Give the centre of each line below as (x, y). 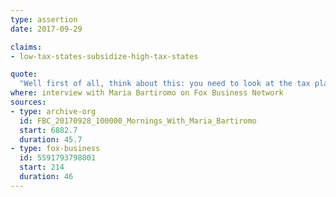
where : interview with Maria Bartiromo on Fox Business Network (147, 93)
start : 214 (42, 167)
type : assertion (44, 19)
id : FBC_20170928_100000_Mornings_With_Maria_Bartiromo (138, 121)
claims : (26, 47)
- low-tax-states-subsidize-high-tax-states (104, 56)
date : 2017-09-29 (46, 29)
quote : (24, 74)
